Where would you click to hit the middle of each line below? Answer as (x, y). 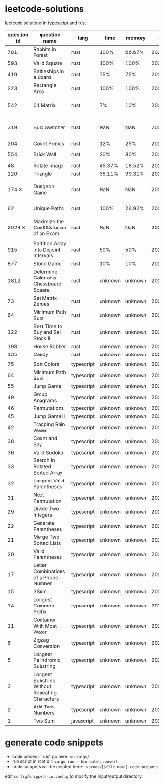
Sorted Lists (47, 543)
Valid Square (48, 63)
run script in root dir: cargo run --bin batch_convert (65, 761)
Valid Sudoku (48, 452)
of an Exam (46, 233)
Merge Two (46, 537)
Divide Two (46, 508)
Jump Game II (49, 416)
